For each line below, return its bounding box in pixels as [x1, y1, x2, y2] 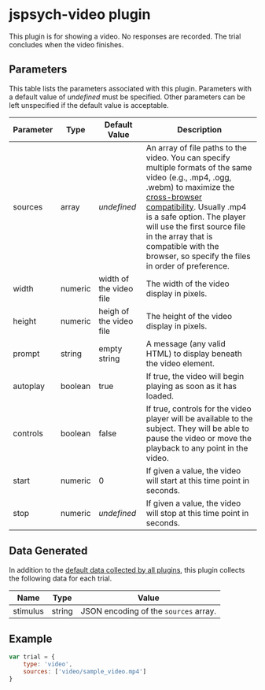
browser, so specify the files [145, 250, 251, 262]
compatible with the [145, 240, 219, 251]
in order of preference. [145, 260, 230, 271]
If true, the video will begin [145, 370, 245, 381]
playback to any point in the [145, 443, 248, 454]
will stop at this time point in [145, 507, 249, 518]
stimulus [13, 605, 44, 616]
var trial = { [9, 653, 56, 661]
